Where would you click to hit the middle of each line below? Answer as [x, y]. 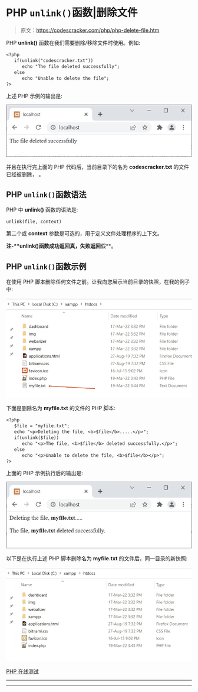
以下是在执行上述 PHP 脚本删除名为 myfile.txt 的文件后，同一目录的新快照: [97, 558]
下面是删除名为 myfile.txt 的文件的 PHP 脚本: [61, 408]
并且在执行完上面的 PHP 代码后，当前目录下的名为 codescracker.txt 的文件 [98, 167]
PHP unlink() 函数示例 [46, 266]
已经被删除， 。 [25, 174]
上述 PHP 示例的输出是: [34, 96]
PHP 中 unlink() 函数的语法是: [42, 210]
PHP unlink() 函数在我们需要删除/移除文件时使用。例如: [73, 43]
